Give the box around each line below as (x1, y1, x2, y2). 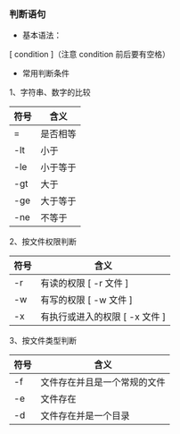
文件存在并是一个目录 (40, 410, 131, 422)
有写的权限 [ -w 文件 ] (40, 294, 134, 306)
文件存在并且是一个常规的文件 (40, 376, 167, 388)
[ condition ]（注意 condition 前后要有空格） (9, 49, 171, 60)
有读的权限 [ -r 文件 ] (40, 277, 129, 290)
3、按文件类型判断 (9, 336, 78, 346)
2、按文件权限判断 (9, 236, 78, 247)
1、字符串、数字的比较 (9, 87, 91, 98)
